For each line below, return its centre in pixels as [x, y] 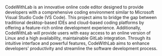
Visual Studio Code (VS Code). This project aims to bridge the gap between [81, 17]
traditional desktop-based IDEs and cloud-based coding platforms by [75, 22]
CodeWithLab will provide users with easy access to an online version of [78, 33]
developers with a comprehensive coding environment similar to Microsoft [80, 12]
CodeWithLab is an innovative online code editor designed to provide [74, 7]
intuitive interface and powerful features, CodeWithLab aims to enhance [77, 43]
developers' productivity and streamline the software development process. [81, 48]
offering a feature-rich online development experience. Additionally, [73, 28]
